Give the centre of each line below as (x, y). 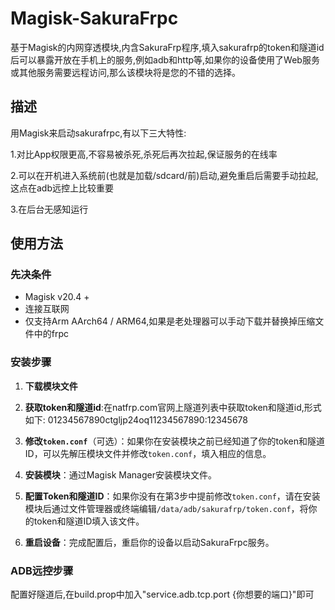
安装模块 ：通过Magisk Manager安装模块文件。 (120, 474)
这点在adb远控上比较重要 (62, 188)
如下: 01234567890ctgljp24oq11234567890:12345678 (136, 419)
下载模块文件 (51, 386)
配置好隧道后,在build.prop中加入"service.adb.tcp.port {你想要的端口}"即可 (162, 594)
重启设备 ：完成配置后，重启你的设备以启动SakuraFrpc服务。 (149, 542)
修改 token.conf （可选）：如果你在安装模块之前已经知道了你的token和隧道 (175, 441)
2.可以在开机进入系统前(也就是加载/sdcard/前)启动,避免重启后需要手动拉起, (164, 175)
